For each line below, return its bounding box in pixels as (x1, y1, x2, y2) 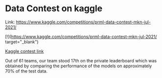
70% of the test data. (5, 68, 48, 74)
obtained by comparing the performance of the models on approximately (5, 63, 152, 69)
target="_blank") (5, 39, 39, 44)
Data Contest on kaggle (5, 3, 103, 14)
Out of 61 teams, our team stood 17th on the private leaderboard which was (5, 58, 157, 63)
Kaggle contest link (5, 48, 44, 54)
